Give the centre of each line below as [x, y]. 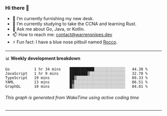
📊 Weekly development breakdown [43, 58]
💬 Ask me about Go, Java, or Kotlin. [49, 29]
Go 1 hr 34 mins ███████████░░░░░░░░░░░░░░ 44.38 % [77, 69]
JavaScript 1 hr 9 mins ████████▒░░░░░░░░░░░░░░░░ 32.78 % [77, 74]
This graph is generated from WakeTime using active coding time [72, 97]
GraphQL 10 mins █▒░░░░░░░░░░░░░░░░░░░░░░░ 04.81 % [77, 87]
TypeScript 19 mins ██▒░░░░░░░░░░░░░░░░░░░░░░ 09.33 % [77, 78]
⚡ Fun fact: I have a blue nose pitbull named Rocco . [65, 42]
